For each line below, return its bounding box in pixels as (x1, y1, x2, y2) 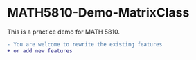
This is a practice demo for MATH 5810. (7, 28, 120, 36)
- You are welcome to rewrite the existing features (7, 41, 163, 48)
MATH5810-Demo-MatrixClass (7, 5, 190, 21)
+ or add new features (7, 47, 73, 54)
